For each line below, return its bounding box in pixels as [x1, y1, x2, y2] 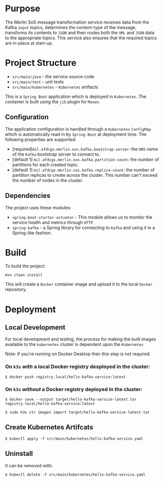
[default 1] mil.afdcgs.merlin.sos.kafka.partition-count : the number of [12, 156, 159, 162]
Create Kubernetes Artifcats [5, 423, 94, 431]
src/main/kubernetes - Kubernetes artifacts [12, 84, 98, 90]
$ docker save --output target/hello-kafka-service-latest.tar [5, 397, 137, 402]
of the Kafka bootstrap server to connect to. [12, 151, 100, 157]
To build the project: [5, 263, 46, 269]
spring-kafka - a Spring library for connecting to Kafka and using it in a [12, 225, 155, 230]
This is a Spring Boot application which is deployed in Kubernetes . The [5, 93, 147, 99]
